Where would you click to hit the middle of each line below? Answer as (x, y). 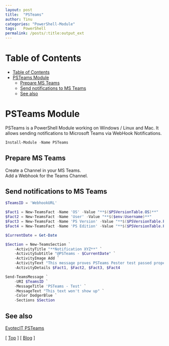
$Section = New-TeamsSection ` (38, 244)
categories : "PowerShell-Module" (40, 24)
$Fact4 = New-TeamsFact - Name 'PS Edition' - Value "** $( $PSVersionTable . (84, 226)
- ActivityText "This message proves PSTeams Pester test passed (83, 263)
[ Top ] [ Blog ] (20, 337)
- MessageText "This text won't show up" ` (59, 291)
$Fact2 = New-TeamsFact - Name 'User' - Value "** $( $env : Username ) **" (78, 217)
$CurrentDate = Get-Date (31, 235)
